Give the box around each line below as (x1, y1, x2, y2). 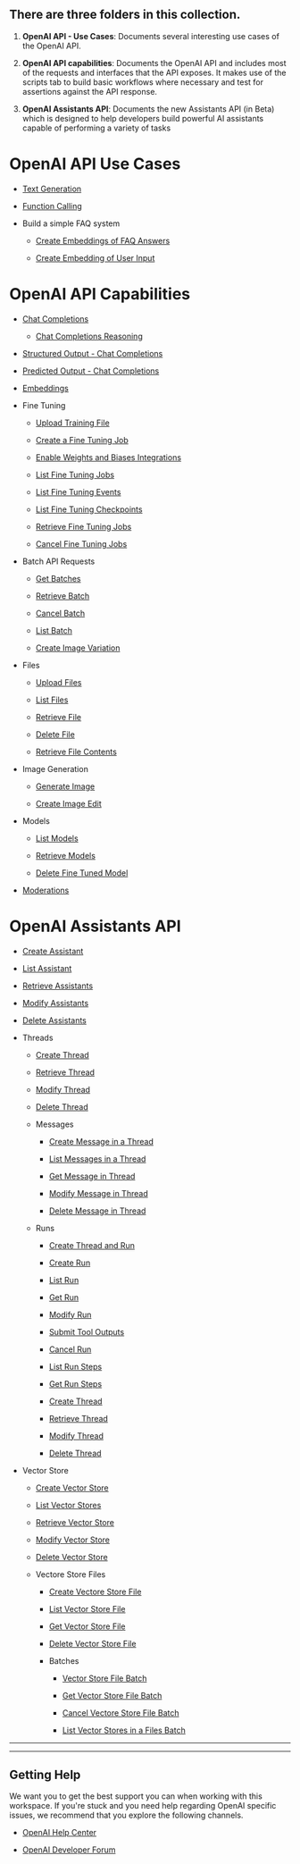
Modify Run (48, 1309, 92, 1320)
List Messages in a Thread (48, 1153, 146, 1164)
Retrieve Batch (35, 590, 90, 601)
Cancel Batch (35, 608, 86, 618)
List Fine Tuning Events (35, 486, 121, 497)
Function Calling (21, 200, 82, 211)
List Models (35, 833, 79, 844)
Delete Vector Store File (48, 1638, 137, 1649)
